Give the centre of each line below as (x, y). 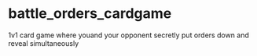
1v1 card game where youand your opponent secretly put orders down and (129, 35)
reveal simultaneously (44, 43)
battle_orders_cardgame (90, 14)
